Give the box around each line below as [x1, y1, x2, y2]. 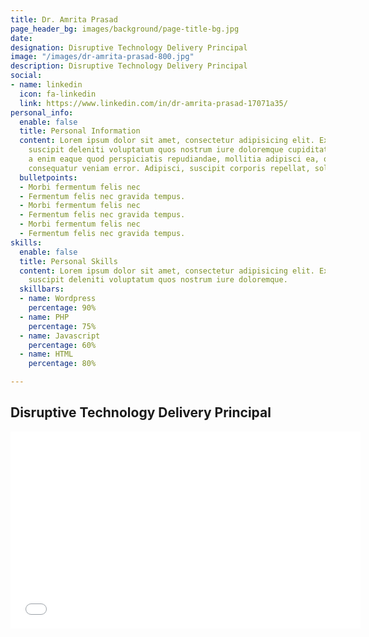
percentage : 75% [28, 321, 97, 331]
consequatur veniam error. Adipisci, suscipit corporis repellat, [28, 163, 311, 173]
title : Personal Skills [19, 256, 118, 266]
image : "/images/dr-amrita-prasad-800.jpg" [10, 52, 195, 62]
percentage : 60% [28, 340, 97, 350]
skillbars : [19, 284, 65, 295]
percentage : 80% [28, 359, 97, 369]
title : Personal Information [19, 126, 141, 136]
